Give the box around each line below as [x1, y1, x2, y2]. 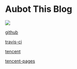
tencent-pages [5, 58, 36, 64]
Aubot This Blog [5, 3, 73, 15]
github [5, 29, 18, 35]
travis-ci [5, 39, 22, 45]
